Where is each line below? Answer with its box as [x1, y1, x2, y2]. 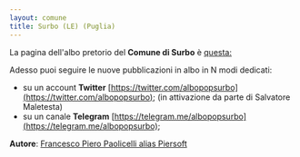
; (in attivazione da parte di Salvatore [153, 92, 291, 103]
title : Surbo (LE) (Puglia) [9, 22, 116, 31]
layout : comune [9, 13, 67, 23]
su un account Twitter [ [22, 82, 112, 93]
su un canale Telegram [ [22, 111, 115, 122]
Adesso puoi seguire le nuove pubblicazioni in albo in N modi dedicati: [9, 64, 273, 75]
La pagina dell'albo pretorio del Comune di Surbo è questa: [9, 46, 232, 57]
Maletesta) [22, 101, 64, 112]
